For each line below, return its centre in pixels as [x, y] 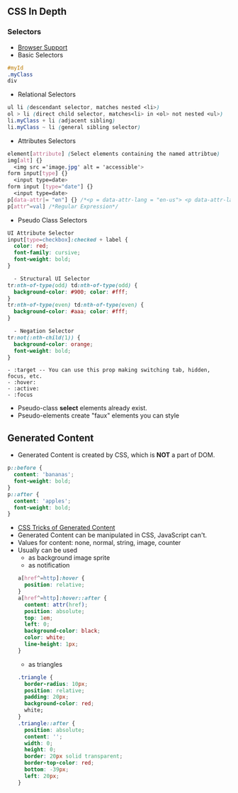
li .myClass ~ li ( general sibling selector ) [74, 127]
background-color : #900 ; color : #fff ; [71, 292]
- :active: [23, 389]
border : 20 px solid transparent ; [74, 757]
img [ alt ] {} [25, 160]
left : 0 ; [37, 624]
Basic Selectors [40, 55]
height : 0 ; [40, 750]
